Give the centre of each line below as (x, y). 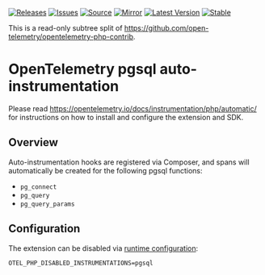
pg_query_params (47, 204)
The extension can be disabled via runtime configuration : (103, 248)
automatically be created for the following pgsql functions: (106, 170)
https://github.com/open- (166, 28)
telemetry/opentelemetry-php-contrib (71, 37)
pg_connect (38, 187)
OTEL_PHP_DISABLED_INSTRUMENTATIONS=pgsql (81, 263)
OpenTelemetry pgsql (82, 69)
